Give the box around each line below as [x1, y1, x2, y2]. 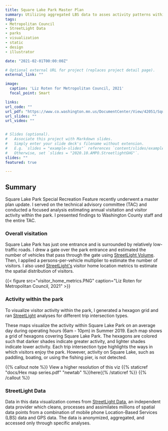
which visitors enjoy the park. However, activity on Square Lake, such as [5, 349, 154, 355]
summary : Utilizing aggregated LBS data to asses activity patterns [5, 12, 151, 17]
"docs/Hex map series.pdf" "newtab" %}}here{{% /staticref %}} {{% [5, 369, 146, 375]
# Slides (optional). [5, 132, 50, 137]
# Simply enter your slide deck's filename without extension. [5, 141, 144, 146]
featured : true [5, 160, 37, 165]
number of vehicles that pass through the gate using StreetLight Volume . [5, 252, 155, 258]
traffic [5, 247, 17, 253]
